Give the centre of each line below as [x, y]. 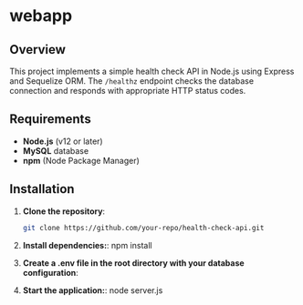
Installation [42, 189]
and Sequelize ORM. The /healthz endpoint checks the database [131, 81]
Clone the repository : [64, 211]
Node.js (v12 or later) [63, 141]
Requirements [50, 119]
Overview [38, 50]
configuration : [51, 272]
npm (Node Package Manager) [81, 160]
